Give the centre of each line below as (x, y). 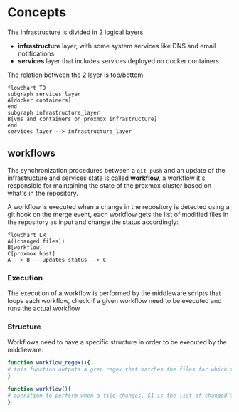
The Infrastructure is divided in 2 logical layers (75, 32)
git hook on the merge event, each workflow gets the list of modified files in (118, 214)
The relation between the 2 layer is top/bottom (75, 75)
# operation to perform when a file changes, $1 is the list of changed (117, 396)
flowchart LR (27, 235)
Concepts (37, 12)
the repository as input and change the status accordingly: (93, 222)
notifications (36, 53)
